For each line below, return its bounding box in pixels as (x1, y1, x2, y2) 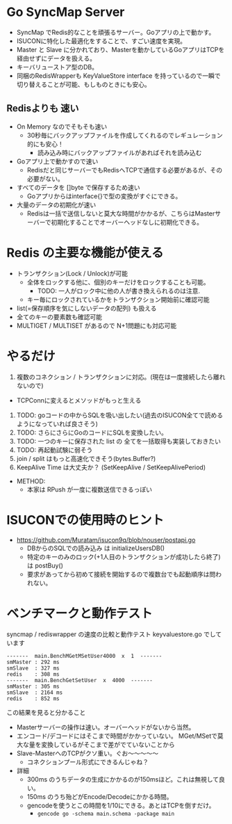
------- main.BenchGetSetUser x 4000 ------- (6, 677, 154, 684)
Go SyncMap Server (6, 4, 125, 20)
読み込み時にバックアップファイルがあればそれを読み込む (37, 148, 202, 156)
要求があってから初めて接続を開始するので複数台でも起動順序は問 (26, 569, 216, 578)
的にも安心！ (26, 140, 64, 148)
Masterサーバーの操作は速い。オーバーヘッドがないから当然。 (16, 722, 195, 731)
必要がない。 (26, 175, 64, 183)
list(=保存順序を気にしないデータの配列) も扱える (16, 304, 157, 312)
